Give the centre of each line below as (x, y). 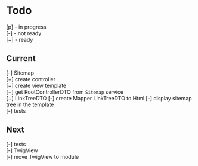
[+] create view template (36, 85)
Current (21, 58)
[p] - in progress (26, 27)
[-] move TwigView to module (43, 156)
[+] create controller (31, 79)
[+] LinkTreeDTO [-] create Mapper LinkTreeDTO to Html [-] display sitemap (99, 98)
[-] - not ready (24, 33)
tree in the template (30, 104)
